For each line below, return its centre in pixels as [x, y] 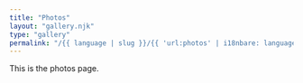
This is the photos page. [54, 69]
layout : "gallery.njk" [52, 26]
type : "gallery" [40, 34]
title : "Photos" [40, 18]
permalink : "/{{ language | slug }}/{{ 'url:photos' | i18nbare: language [153, 43]
